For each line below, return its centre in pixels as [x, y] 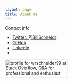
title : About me [21, 14]
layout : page [18, 9]
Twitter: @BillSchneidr [34, 37]
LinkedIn [21, 48]
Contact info [17, 28]
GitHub [19, 42]
